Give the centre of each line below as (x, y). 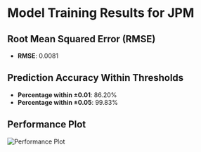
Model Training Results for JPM (101, 13)
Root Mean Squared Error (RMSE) (82, 39)
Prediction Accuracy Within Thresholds (96, 78)
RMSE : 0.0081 (38, 56)
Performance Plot (47, 125)
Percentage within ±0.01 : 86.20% (67, 95)
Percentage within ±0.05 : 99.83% (67, 102)
